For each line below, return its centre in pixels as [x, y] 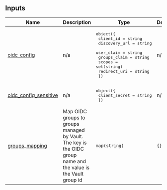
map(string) [110, 146]
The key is [75, 143]
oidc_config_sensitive [33, 95]
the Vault [73, 174]
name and [74, 161]
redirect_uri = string [124, 71]
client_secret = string [125, 95]
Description [77, 22]
